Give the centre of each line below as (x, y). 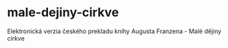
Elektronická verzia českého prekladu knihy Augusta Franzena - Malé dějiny (114, 31)
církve (16, 38)
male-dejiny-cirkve (63, 13)
